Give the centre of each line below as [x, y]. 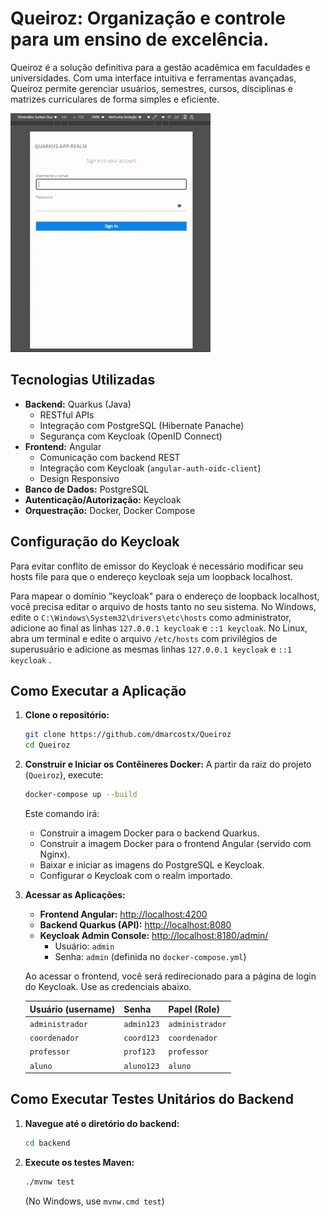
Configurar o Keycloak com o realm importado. [136, 875]
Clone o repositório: [67, 715]
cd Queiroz [47, 745]
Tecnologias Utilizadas [83, 380]
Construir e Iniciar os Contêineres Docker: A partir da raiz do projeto [168, 764]
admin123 [141, 1024]
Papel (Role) [194, 1009]
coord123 [141, 1038]
